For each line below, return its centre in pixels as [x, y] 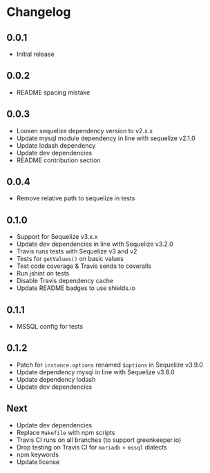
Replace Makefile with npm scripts [66, 432]
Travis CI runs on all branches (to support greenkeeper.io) [99, 440]
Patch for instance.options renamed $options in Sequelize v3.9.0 [109, 365]
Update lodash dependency [56, 145]
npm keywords [38, 454]
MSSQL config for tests [50, 327]
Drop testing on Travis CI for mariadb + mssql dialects [92, 447]
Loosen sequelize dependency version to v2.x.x [85, 131]
